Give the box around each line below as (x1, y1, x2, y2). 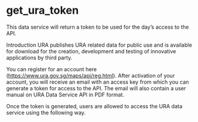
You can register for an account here (6, 65, 97, 72)
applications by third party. (6, 54, 73, 61)
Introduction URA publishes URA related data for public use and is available (6, 41, 193, 48)
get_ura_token (6, 4, 79, 17)
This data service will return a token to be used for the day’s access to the (6, 23, 189, 30)
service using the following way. (6, 109, 86, 116)
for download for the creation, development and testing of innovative (6, 47, 176, 54)
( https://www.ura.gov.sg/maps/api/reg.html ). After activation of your (6, 72, 175, 79)
